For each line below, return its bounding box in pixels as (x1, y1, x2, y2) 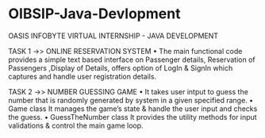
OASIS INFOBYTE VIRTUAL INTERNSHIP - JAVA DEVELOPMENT (8, 31, 219, 40)
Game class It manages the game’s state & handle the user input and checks (8, 104, 258, 113)
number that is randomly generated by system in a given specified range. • (8, 95, 254, 105)
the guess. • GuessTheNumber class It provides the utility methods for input (8, 112, 257, 121)
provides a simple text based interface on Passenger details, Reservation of (8, 55, 255, 64)
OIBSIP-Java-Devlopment (8, 5, 181, 23)
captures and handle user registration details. (8, 71, 157, 81)
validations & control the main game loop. (8, 121, 144, 130)
